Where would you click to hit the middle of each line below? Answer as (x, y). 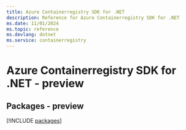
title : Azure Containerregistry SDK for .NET (65, 12)
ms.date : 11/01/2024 (33, 23)
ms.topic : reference (33, 29)
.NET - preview (45, 84)
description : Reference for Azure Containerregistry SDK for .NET (93, 18)
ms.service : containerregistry (46, 40)
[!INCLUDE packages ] (34, 121)
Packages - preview (45, 106)
